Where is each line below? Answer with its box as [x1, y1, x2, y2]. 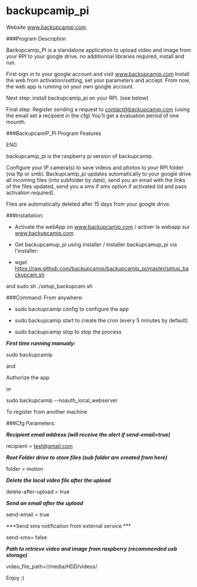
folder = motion [6, 465, 44, 472]
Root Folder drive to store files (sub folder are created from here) [6, 454, 168, 461]
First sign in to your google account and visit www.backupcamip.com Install [6, 70, 190, 77]
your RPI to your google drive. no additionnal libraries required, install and [6, 52, 184, 60]
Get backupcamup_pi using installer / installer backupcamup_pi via [14, 240, 178, 248]
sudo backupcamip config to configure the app [14, 305, 129, 312]
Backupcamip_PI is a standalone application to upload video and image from [6, 46, 191, 54]
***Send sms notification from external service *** [6, 522, 131, 529]
